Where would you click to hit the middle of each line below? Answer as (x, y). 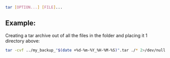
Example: (20, 23)
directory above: (22, 41)
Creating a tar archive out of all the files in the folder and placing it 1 (76, 35)
